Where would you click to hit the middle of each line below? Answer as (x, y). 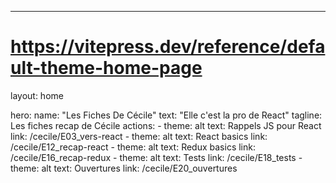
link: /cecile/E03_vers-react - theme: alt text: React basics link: (139, 136)
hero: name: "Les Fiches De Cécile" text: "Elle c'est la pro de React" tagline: (166, 115)
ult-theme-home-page (106, 68)
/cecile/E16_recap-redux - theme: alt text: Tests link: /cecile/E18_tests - (156, 157)
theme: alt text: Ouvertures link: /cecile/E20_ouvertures (124, 168)
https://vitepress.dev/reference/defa (168, 47)
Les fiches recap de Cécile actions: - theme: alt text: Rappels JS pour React (166, 125)
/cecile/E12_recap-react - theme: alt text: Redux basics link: (133, 147)
